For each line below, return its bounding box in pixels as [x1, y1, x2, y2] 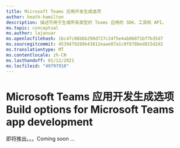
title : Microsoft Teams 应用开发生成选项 [6, 8, 101, 15]
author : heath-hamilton [6, 14, 64, 20]
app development [6, 115, 94, 129]
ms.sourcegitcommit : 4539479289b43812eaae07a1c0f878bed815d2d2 [6, 42, 164, 47]
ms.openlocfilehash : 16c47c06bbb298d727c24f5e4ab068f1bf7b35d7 [6, 36, 164, 42]
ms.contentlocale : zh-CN [6, 52, 67, 58]
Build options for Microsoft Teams [6, 103, 174, 116]
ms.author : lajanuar [6, 30, 57, 36]
